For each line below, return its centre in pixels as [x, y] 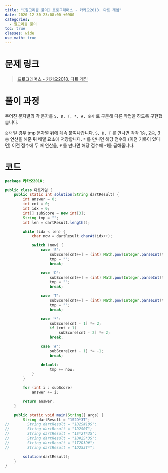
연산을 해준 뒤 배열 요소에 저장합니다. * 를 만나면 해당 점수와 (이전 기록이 [81, 139]
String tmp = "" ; [41, 218]
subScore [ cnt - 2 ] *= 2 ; [85, 333]
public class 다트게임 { [29, 190]
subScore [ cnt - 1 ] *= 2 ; [75, 323]
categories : [17, 19]
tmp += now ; [62, 369]
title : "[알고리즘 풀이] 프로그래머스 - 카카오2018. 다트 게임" [63, 10]
